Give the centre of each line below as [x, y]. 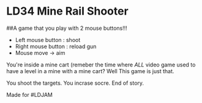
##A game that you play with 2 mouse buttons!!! [67, 28]
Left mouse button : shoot [48, 40]
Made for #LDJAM [30, 94]
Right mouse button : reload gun [56, 46]
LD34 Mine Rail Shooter [67, 11]
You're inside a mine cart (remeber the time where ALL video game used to [101, 65]
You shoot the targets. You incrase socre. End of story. [75, 83]
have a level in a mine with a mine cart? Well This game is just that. [90, 71]
